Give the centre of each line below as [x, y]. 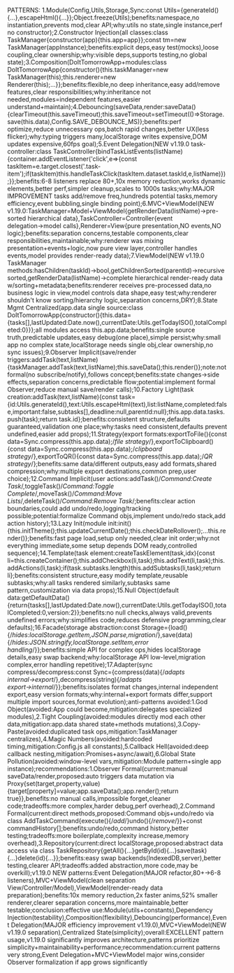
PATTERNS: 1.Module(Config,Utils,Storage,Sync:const [85, 10]
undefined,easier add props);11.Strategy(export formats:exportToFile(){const [117, 434]
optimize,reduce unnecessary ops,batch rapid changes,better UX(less [108, 129]
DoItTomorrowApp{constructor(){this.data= [69, 315]
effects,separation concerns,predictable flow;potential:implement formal [111, 382]
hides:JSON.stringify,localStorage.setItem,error [80, 642]
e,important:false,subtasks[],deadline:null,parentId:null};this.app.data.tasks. [116, 412]
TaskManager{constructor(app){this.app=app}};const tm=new [97, 40]
